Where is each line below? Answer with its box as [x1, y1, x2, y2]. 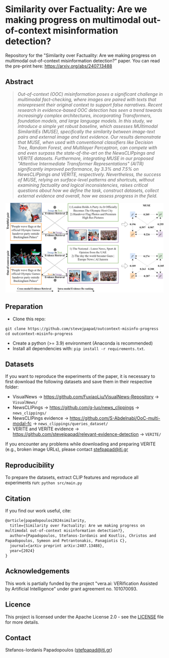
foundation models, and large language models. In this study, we [17, 117, 152, 124]
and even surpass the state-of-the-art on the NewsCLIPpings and [17, 150, 155, 156]
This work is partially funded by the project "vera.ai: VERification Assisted [5, 580, 158, 586]
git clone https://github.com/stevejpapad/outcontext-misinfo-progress [5, 326, 158, 331]
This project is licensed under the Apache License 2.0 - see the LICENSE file [5, 614, 164, 620]
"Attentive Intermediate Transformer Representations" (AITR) [17, 160, 144, 167]
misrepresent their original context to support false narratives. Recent [17, 102, 162, 108]
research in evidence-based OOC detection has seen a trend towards [17, 107, 162, 113]
